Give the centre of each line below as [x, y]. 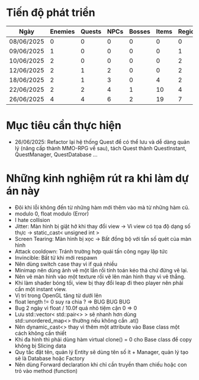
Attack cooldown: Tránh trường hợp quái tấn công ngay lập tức [91, 251]
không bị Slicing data [40, 346]
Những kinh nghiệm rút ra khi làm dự [97, 178]
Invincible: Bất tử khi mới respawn [56, 257]
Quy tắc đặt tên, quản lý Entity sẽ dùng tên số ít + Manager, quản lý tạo [101, 352]
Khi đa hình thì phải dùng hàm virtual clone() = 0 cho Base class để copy [103, 339]
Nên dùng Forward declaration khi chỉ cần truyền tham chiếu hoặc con [101, 365]
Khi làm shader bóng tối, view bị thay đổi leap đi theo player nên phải [99, 283]
